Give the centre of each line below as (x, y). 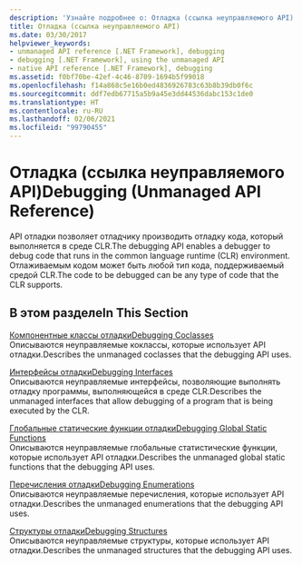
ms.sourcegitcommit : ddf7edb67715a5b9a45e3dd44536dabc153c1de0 (132, 94)
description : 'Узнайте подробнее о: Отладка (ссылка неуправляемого (141, 18)
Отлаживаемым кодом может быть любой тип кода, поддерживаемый (147, 265)
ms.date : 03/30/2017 (49, 35)
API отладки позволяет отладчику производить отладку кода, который (146, 236)
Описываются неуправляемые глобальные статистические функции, (144, 447)
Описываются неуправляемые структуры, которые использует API (140, 540)
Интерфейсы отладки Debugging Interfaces (92, 372)
